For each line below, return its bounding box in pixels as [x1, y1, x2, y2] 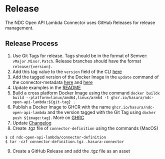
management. [5, 24, 34, 30]
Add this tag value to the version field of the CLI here [12, 68, 122, 74]
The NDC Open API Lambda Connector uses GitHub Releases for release [5, 19, 155, 25]
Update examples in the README [12, 84, 81, 90]
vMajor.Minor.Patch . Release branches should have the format [12, 58, 141, 64]
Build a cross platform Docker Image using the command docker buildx [12, 89, 160, 95]
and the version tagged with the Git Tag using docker [47, 109, 156, 115]
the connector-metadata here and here [12, 79, 93, 85]
